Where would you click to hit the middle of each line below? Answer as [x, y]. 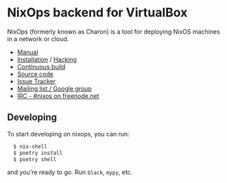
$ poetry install [38, 153]
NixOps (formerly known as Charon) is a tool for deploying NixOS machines [114, 32]
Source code [35, 74]
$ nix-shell [31, 146]
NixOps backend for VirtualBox [97, 13]
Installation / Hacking [47, 59]
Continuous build [41, 66]
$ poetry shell [35, 159]
